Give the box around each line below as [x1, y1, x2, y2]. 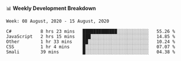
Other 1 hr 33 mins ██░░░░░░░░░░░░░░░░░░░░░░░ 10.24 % [6, 39, 176, 45]
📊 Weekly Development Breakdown [6, 5, 96, 12]
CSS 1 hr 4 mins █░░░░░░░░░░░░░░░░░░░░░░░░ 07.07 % [6, 44, 176, 50]
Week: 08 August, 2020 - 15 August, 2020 [6, 18, 110, 24]
